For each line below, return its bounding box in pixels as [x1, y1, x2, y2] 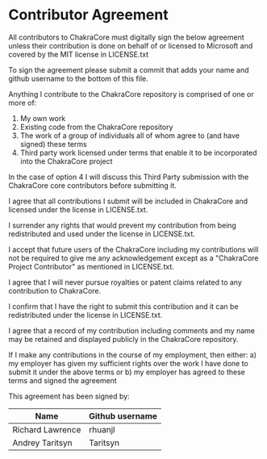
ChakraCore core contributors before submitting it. [8, 180, 177, 190]
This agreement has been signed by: [8, 391, 131, 401]
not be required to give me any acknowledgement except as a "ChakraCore [8, 252, 259, 263]
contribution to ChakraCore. [8, 286, 102, 295]
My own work [19, 113, 66, 123]
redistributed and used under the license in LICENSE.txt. [8, 228, 196, 239]
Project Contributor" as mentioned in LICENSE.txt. [8, 261, 175, 271]
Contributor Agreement [8, 6, 169, 24]
